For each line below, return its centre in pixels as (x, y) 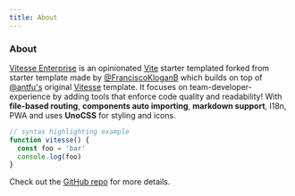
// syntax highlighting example (69, 131)
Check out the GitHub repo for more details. (90, 182)
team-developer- (220, 86)
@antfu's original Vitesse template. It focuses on (98, 86)
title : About (34, 17)
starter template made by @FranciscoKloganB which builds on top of (136, 78)
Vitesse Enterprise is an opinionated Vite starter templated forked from (139, 68)
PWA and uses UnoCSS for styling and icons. (93, 115)
